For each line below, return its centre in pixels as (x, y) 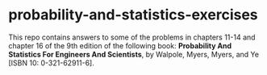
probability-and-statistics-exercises (133, 15)
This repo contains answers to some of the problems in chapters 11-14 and (132, 37)
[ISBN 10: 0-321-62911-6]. (51, 63)
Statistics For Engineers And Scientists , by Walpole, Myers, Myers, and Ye (134, 54)
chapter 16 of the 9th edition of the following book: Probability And (120, 45)
